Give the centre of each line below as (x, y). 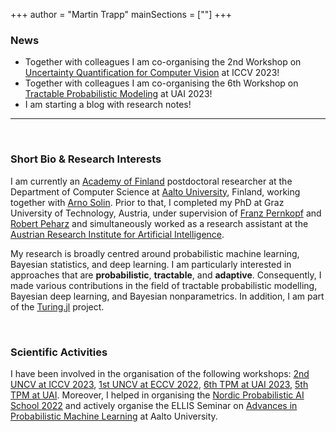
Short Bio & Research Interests (86, 159)
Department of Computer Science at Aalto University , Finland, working (155, 191)
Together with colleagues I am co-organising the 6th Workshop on (161, 83)
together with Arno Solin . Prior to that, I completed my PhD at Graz (147, 202)
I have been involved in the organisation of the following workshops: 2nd (160, 373)
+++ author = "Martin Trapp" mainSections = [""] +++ (121, 14)
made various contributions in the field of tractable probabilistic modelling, (164, 285)
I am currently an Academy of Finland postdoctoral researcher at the (151, 181)
